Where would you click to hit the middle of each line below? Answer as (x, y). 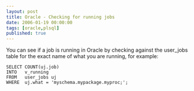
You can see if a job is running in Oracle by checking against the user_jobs (97, 50)
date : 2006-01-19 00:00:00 (39, 22)
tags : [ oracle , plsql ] (33, 28)
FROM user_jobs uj (32, 77)
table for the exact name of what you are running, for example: (82, 56)
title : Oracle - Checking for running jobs (61, 17)
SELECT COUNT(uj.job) (33, 67)
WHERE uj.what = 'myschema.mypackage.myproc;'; (67, 83)
